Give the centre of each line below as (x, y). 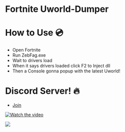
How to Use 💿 (34, 33)
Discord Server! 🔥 (42, 91)
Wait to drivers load (32, 61)
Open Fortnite (26, 50)
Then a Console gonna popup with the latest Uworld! (66, 71)
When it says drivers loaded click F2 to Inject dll (61, 66)
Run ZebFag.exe (29, 55)
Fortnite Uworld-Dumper (57, 9)
